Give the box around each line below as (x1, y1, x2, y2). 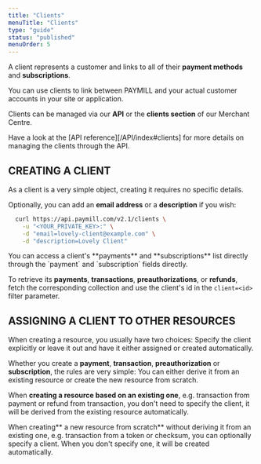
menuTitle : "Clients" (8, 19, 79, 27)
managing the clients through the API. (8, 141, 130, 151)
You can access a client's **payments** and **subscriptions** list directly (8, 251, 248, 261)
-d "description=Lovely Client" (22, 237, 128, 245)
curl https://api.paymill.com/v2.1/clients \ (15, 215, 167, 223)
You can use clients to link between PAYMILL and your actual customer (8, 86, 237, 95)
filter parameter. (8, 291, 60, 301)
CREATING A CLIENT (8, 164, 111, 177)
